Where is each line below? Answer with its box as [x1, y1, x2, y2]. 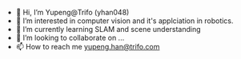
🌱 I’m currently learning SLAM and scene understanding [15, 25, 202, 33]
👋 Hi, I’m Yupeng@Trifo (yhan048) [15, 8, 130, 17]
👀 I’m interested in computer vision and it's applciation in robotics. [15, 16, 234, 26]
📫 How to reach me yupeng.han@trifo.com [15, 42, 160, 51]
